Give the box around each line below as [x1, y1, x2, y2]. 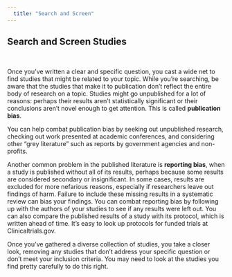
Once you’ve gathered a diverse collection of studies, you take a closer [7, 240, 211, 249]
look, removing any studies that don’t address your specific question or [7, 247, 211, 256]
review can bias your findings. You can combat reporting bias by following [7, 197, 219, 206]
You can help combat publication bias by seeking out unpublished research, [7, 125, 224, 134]
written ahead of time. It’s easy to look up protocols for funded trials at [7, 220, 208, 228]
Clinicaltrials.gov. [7, 226, 57, 235]
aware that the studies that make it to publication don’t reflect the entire [7, 82, 211, 91]
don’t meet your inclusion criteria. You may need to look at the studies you [7, 255, 220, 263]
